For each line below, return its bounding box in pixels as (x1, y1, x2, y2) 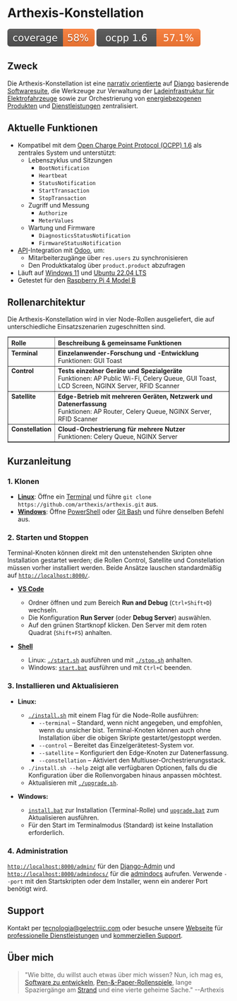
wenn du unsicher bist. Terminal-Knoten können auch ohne (38, 725, 212, 734)
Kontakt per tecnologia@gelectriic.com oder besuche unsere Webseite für (7, 923, 224, 932)
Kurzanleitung (7, 455, 72, 467)
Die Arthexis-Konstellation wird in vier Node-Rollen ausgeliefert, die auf (7, 315, 215, 324)
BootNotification (38, 165, 90, 172)
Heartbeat (38, 172, 68, 179)
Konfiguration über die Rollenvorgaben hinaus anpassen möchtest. (28, 771, 222, 779)
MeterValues (38, 217, 74, 224)
